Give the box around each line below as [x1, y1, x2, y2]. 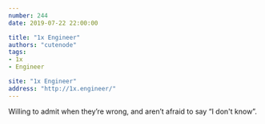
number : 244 [8, 11, 48, 20]
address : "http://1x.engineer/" [8, 84, 116, 92]
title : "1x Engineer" [8, 33, 81, 41]
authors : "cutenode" [8, 41, 78, 48]
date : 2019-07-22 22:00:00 [8, 19, 98, 27]
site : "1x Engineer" [8, 77, 78, 85]
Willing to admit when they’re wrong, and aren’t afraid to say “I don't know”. [8, 107, 258, 116]
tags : [8, 48, 26, 56]
